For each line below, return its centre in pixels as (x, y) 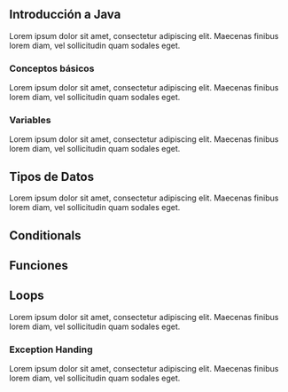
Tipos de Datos (52, 176)
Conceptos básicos (52, 68)
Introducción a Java (65, 15)
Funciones (39, 266)
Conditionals (45, 235)
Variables (30, 121)
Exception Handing (51, 349)
